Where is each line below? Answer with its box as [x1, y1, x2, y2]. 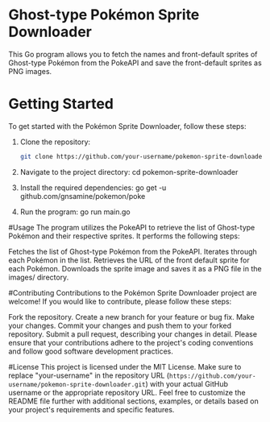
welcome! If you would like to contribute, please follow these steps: [8, 296, 232, 306]
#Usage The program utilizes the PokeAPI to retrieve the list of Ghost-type [8, 222, 255, 232]
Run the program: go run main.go [19, 207, 131, 217]
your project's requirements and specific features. [8, 404, 175, 414]
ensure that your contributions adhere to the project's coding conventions [8, 337, 254, 347]
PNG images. [8, 66, 52, 76]
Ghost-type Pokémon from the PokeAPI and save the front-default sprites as [8, 58, 262, 68]
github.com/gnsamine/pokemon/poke [19, 191, 146, 201]
